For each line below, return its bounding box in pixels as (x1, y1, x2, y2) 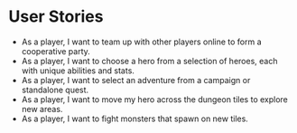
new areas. (21, 103, 63, 114)
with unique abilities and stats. (21, 65, 135, 76)
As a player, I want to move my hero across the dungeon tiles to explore (21, 93, 288, 105)
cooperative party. (21, 45, 91, 56)
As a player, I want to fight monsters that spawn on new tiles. (21, 113, 249, 124)
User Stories (8, 6, 104, 27)
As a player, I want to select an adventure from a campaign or (21, 74, 251, 85)
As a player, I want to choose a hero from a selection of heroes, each (21, 55, 278, 66)
